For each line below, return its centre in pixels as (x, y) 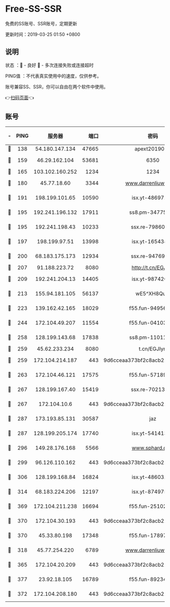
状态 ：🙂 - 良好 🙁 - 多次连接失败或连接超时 (49, 65)
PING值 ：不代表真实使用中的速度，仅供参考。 (53, 76)
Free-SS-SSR (33, 9)
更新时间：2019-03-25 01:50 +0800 (43, 34)
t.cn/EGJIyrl (153, 348)
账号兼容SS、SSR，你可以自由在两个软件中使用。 (57, 86)
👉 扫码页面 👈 (20, 98)
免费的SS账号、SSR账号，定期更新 (41, 23)
